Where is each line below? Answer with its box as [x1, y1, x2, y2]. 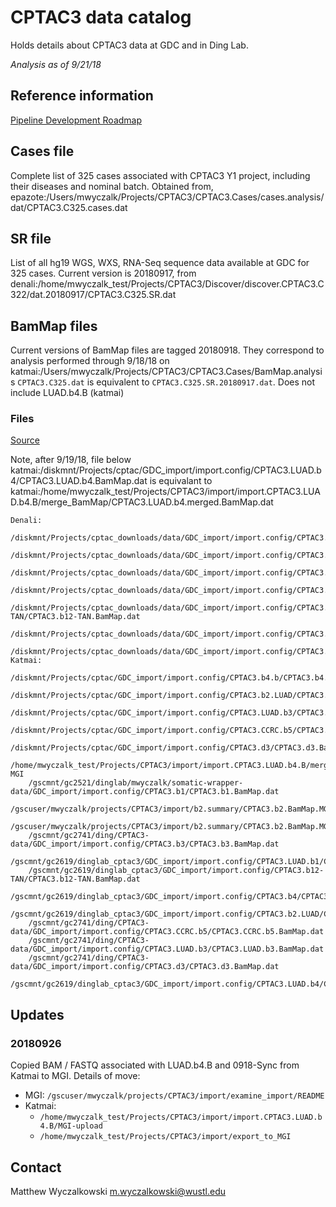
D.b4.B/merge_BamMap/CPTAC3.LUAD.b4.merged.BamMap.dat [10, 496, 274, 508]
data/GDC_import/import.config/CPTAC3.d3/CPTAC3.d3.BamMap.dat [10, 962, 280, 972]
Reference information [10, 87, 154, 105]
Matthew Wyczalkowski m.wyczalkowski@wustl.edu [10, 1185, 227, 1197]
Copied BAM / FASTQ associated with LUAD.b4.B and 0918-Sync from [10, 1059, 300, 1071]
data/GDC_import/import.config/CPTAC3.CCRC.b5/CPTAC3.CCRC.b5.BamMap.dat [10, 927, 325, 937]
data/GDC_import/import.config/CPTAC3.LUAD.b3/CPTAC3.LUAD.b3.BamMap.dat [10, 944, 325, 955]
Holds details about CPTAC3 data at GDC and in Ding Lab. [10, 39, 249, 51]
